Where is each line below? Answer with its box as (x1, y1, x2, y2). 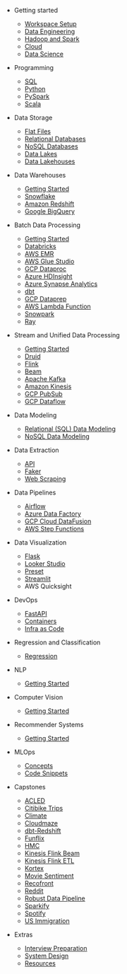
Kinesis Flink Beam (24, 849, 80, 857)
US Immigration (24, 917, 70, 925)
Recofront (24, 879, 54, 887)
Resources (24, 959, 56, 968)
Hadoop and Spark (24, 35, 80, 43)
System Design (24, 951, 69, 960)
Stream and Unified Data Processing (13, 331, 120, 339)
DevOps (13, 596, 38, 604)
